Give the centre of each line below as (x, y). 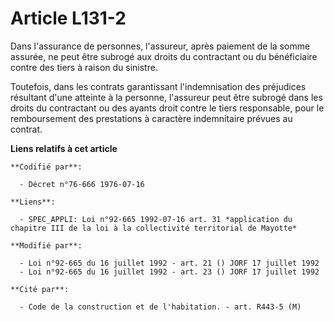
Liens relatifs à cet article (64, 148)
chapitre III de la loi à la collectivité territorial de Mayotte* (154, 228)
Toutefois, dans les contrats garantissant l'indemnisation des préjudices (158, 86)
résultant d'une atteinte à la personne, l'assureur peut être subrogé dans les (166, 97)
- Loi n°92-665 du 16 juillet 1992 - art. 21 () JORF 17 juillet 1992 (169, 263)
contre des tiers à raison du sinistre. (84, 67)
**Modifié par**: (46, 245)
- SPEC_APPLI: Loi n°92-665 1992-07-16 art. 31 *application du (156, 219)
